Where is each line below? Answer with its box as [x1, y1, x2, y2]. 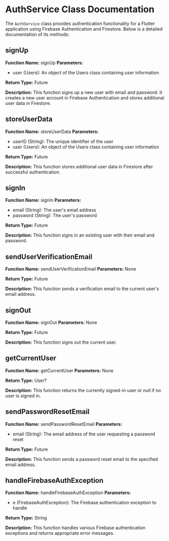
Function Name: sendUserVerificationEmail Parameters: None [5, 266, 137, 272]
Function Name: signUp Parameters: [5, 60, 84, 66]
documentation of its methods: [5, 31, 70, 37]
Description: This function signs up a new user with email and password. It [5, 89, 162, 95]
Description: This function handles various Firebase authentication [5, 525, 146, 531]
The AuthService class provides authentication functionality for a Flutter [5, 20, 155, 27]
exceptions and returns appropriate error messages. [5, 530, 115, 536]
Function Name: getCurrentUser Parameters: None [5, 367, 114, 373]
